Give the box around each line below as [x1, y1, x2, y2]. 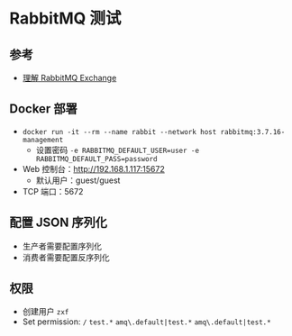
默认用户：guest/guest [35, 175, 121, 186]
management [22, 135, 64, 144]
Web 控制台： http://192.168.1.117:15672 [22, 163, 165, 174]
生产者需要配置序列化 [22, 241, 102, 251]
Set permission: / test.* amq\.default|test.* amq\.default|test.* [22, 316, 272, 327]
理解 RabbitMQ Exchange [22, 73, 117, 83]
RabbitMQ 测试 [9, 8, 122, 29]
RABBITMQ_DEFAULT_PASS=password [35, 154, 158, 163]
